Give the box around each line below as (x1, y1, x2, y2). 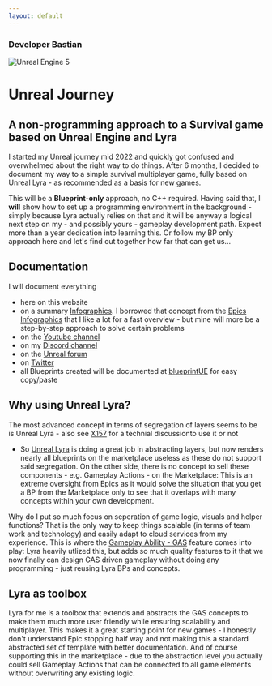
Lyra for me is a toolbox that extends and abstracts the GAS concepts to (8, 608, 249, 618)
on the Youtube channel (19, 332, 100, 341)
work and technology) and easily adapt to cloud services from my (8, 529, 228, 538)
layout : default (8, 11, 63, 20)
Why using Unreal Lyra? (8, 398, 131, 412)
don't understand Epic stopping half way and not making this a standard (8, 634, 249, 644)
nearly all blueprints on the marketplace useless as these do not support (19, 452, 261, 462)
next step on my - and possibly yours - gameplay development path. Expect (8, 219, 261, 229)
